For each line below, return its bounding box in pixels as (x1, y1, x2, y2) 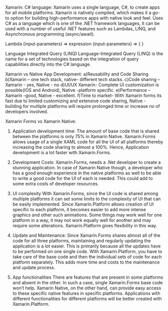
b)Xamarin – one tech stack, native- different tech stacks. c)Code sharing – (5, 77, 160, 82)
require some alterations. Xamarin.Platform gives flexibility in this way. (12, 223, 157, 228)
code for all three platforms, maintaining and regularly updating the (12, 238, 151, 243)
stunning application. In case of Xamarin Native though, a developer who (12, 165, 163, 170)
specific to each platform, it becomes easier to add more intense (12, 207, 146, 212)
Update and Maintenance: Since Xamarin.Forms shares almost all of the (12, 232, 160, 238)
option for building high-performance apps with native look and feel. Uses (10, 15, 163, 21)
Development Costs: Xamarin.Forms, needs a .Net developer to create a (12, 159, 161, 165)
